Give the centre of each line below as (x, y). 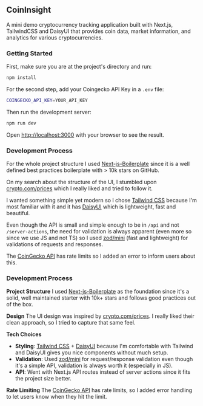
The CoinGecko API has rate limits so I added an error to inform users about (101, 256)
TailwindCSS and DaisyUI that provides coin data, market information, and (98, 31)
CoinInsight (29, 10)
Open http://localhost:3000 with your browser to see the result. (85, 135)
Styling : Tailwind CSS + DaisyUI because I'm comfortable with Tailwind (104, 346)
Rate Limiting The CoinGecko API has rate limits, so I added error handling (99, 390)
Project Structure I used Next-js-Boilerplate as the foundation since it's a (98, 292)
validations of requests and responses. (55, 244)
